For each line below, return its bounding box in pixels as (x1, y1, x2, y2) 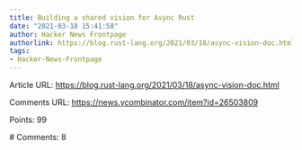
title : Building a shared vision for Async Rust (9, 13, 195, 22)
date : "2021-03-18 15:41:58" (9, 22, 119, 31)
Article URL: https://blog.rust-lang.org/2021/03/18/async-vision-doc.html (9, 80, 280, 90)
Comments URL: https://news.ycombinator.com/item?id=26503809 (9, 97, 259, 108)
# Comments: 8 (9, 132, 67, 142)
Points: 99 (9, 114, 48, 125)
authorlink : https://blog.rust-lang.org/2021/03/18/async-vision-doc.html (9, 38, 296, 48)
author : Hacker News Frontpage (9, 30, 127, 39)
